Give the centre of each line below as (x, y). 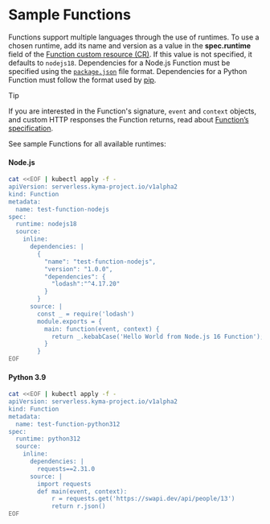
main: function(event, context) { (102, 329)
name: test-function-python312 (68, 424)
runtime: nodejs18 (47, 224)
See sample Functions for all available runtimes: (87, 143)
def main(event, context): (82, 491)
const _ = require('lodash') (86, 314)
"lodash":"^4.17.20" (86, 284)
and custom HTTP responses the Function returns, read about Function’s (129, 119)
